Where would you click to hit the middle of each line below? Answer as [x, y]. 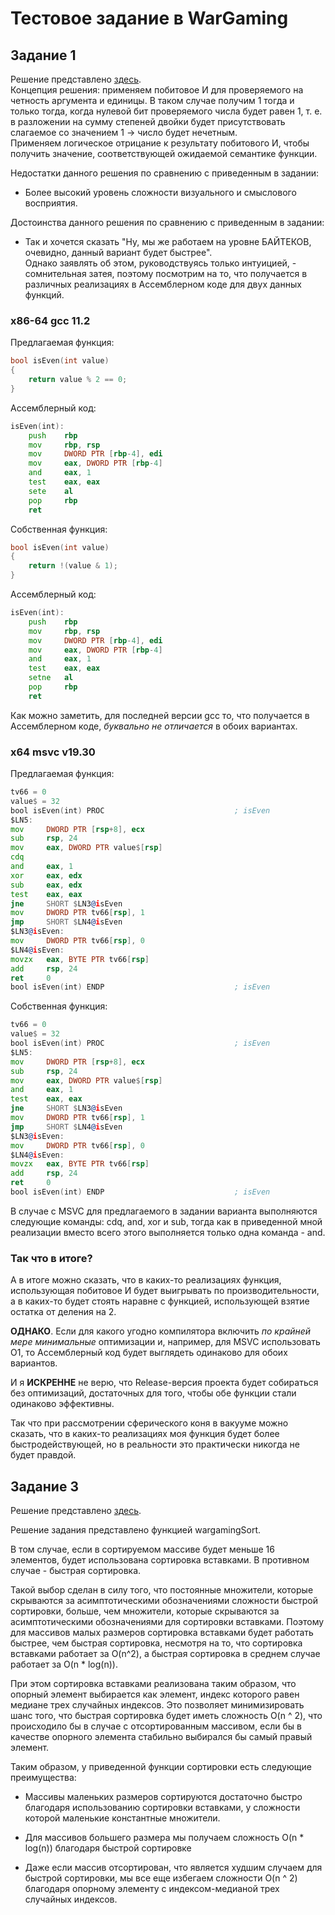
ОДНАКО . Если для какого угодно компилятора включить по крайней [161, 1331]
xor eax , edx [46, 875]
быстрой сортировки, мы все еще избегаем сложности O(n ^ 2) [161, 1878]
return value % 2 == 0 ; [78, 380]
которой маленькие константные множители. [122, 1818]
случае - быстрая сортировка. [76, 1571]
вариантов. [34, 1363]
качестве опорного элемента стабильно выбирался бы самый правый [161, 1737]
